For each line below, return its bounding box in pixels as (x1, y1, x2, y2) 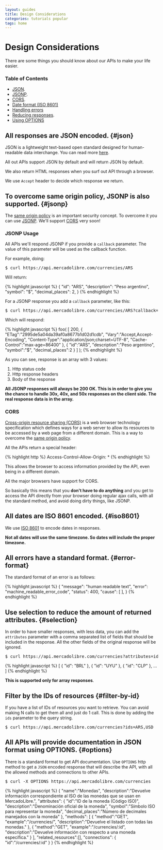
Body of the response (12, 376, 56, 382)
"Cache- (130, 337, 147, 343)
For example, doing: (5, 256, 45, 261)
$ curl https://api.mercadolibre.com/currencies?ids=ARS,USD (5, 724, 154, 730)
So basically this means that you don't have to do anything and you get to (5, 487, 154, 493)
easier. (5, 63, 18, 69)
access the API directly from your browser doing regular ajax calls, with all (5, 493, 154, 498)
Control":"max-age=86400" (5, 342, 61, 348)
